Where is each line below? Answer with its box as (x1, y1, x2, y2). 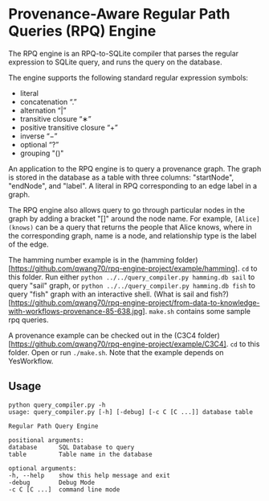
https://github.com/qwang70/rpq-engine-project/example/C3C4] (10, 339, 226, 349)
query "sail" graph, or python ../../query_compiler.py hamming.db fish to (8, 280, 255, 290)
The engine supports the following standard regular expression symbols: (8, 72, 249, 82)
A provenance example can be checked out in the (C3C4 (8, 330, 197, 340)
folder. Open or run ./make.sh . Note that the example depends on (8, 347, 224, 357)
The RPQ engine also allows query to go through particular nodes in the (8, 205, 245, 214)
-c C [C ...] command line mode (8, 485, 120, 494)
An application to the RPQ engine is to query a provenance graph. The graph (8, 164, 262, 173)
